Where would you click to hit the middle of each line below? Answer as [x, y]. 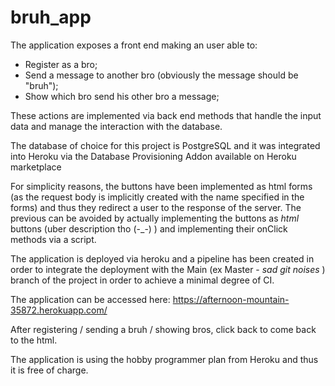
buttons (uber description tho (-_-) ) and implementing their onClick [149, 228]
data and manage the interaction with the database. [116, 126]
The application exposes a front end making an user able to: [134, 45]
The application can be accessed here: [90, 299]
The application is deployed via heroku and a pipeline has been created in [162, 258]
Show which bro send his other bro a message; [122, 96]
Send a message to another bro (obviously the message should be [161, 75]
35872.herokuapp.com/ [59, 310]
